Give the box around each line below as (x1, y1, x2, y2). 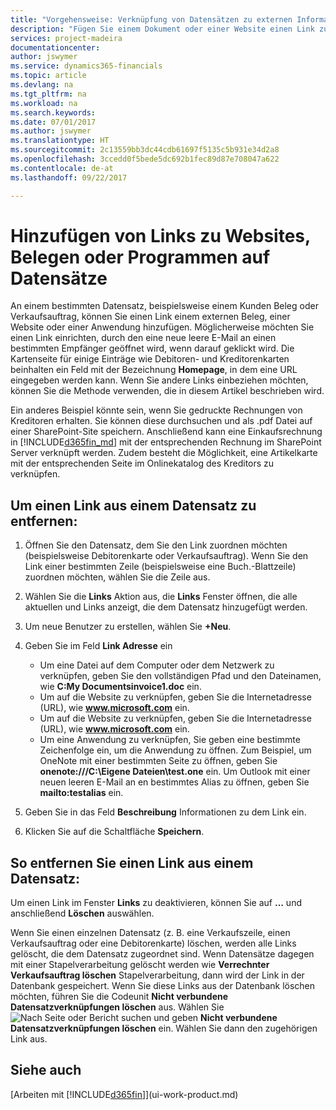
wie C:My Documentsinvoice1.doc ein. (39, 681, 202, 693)
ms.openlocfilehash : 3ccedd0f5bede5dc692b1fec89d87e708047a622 (10, 154, 280, 164)
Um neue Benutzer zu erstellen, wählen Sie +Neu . (24, 621, 232, 633)
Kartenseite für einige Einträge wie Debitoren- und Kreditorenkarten (10, 353, 290, 365)
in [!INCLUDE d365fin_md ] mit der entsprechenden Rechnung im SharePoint (10, 436, 322, 448)
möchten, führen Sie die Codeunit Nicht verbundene (10, 991, 229, 1003)
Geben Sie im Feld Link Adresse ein (24, 640, 173, 652)
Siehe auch (10, 1062, 82, 1079)
